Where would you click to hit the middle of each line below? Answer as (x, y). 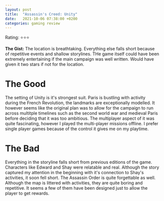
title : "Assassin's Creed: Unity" (41, 14)
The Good (25, 84)
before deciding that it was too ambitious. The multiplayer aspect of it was (80, 118)
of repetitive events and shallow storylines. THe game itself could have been (82, 54)
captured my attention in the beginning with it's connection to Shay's (74, 173)
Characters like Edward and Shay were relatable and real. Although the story (82, 167)
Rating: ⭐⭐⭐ (17, 38)
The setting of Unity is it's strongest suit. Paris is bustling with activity (75, 98)
